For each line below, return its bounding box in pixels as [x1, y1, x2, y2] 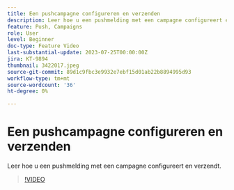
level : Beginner [7, 36, 54, 43]
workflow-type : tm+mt [7, 74, 70, 82]
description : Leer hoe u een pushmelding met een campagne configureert [7, 17, 223, 24]
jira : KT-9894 [7, 56, 49, 63]
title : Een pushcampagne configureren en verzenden [7, 10, 160, 17]
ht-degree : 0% [7, 88, 49, 95]
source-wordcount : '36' [7, 81, 77, 88]
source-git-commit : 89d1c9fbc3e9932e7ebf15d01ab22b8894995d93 [7, 68, 192, 75]
